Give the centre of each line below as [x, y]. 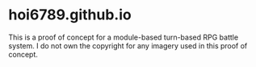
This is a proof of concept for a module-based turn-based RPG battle [124, 37]
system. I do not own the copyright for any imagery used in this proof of [128, 45]
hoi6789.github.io [70, 15]
